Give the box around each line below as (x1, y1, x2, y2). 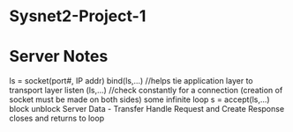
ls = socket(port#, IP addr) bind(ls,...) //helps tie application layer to (9, 76, 253, 86)
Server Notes (9, 47, 109, 67)
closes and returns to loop (9, 113, 104, 124)
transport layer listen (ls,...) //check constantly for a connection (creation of (9, 85, 283, 96)
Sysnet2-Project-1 (9, 6, 146, 26)
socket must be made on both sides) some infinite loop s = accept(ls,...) (9, 94, 271, 105)
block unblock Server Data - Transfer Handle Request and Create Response (9, 104, 285, 114)
